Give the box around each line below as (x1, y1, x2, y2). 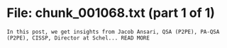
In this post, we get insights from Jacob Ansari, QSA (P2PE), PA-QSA (6, 28, 220, 35)
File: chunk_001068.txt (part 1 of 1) (6, 5, 216, 21)
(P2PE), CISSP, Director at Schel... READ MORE (6, 34, 150, 42)
